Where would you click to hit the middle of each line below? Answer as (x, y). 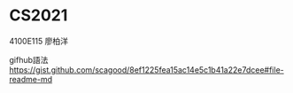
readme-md (31, 79)
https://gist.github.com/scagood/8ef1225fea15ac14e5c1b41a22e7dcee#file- (147, 70)
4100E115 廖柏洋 (39, 41)
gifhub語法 (29, 59)
